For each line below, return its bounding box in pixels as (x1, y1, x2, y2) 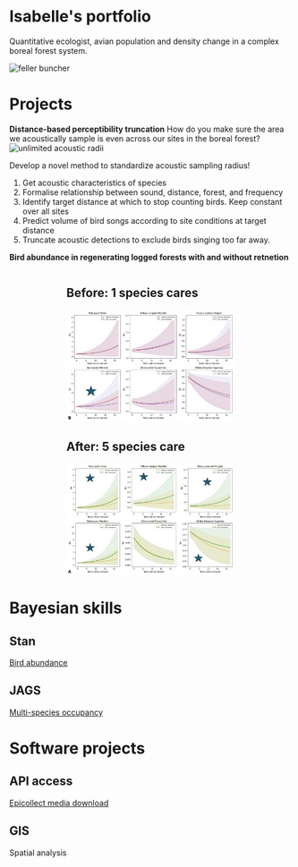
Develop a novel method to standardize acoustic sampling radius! (9, 159, 251, 171)
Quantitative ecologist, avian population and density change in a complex (9, 36, 279, 47)
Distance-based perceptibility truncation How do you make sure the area (9, 123, 285, 134)
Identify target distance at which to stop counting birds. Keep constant (21, 196, 283, 207)
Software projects (9, 738, 146, 759)
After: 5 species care (66, 438, 185, 454)
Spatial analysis (9, 847, 67, 858)
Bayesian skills (9, 598, 123, 618)
